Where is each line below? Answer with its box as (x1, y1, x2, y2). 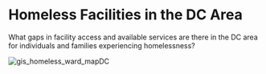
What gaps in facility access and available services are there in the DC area (8, 32, 259, 42)
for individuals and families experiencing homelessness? (8, 40, 195, 50)
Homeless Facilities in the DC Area (8, 6, 243, 24)
